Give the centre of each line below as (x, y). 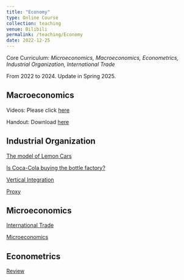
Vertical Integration (30, 179)
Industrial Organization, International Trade (61, 64)
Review (16, 271)
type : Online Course (33, 18)
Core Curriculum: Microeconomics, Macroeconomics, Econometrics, (92, 58)
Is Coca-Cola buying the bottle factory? (56, 168)
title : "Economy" (28, 12)
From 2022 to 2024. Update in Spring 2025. (61, 76)
